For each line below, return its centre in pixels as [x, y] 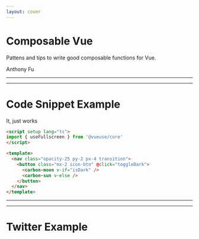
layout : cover [24, 12]
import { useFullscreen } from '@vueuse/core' [65, 137]
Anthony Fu [20, 69]
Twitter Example [47, 227]
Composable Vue [49, 41]
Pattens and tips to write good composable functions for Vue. [81, 58]
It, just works [22, 121]
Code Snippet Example [63, 104]
